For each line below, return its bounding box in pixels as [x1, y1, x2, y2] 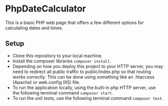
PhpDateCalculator [5, 3, 86, 14]
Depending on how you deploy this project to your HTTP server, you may [12, 63, 163, 69]
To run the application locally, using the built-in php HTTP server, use [12, 84, 156, 90]
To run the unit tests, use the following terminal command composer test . [12, 95, 163, 101]
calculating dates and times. [5, 24, 64, 30]
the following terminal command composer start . [12, 89, 113, 95]
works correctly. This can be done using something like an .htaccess [12, 73, 154, 80]
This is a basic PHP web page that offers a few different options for [5, 19, 144, 25]
